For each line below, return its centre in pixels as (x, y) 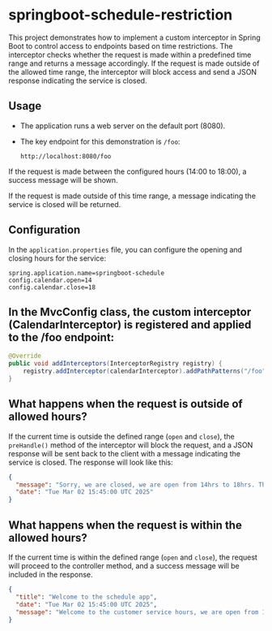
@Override (25, 356)
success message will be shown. (64, 179)
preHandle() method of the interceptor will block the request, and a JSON (131, 445)
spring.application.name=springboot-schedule (86, 273)
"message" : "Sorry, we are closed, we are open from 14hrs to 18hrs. (135, 485)
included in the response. (51, 575)
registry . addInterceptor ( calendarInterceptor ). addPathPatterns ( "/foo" (144, 371)
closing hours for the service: (57, 258)
